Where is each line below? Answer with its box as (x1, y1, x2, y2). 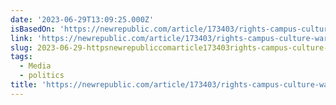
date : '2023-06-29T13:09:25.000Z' (10, 14, 155, 25)
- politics (19, 71, 65, 81)
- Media (19, 61, 52, 71)
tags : (10, 52, 33, 62)
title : (10, 80, 38, 90)
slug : (10, 42, 33, 53)
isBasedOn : (10, 24, 56, 34)
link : (10, 33, 33, 43)
